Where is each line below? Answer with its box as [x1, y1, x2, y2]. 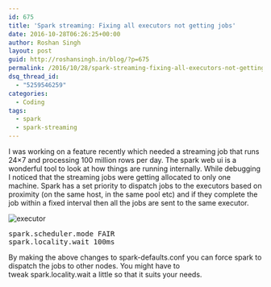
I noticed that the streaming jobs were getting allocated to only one [8, 173, 231, 181]
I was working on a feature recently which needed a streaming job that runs [8, 147, 260, 156]
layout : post [8, 47, 52, 56]
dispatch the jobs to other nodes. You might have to [8, 261, 180, 270]
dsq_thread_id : [8, 73, 60, 81]
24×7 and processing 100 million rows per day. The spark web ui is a [8, 156, 236, 164]
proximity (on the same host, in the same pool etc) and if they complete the [8, 189, 258, 199]
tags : [8, 106, 27, 114]
